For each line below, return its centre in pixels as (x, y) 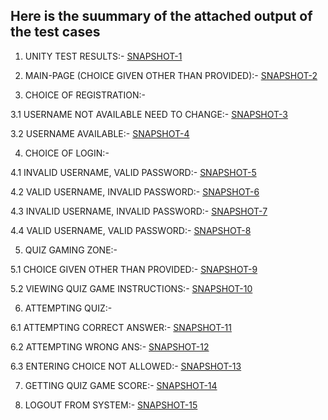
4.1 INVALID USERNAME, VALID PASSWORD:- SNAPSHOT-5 (133, 172)
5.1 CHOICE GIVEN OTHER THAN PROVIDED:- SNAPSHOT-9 (134, 269)
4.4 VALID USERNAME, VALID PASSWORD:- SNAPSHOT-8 (131, 230)
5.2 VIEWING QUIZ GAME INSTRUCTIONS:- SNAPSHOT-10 (131, 288)
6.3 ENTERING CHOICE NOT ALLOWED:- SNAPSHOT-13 (126, 366)
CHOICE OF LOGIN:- (67, 153)
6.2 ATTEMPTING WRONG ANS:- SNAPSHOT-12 (110, 346)
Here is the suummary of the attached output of (161, 16)
